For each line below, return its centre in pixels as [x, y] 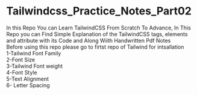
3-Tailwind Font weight [35, 66]
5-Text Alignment [28, 79]
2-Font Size [20, 60]
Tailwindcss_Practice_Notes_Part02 [99, 11]
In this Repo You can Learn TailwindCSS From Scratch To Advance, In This [98, 28]
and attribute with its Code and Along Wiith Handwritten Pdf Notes [89, 40]
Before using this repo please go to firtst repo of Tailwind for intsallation [95, 47]
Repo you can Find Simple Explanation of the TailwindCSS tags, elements [97, 34]
